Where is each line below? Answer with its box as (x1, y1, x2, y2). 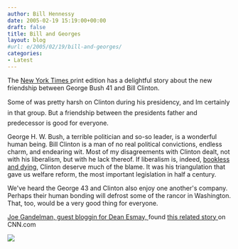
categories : (7, 50, 43, 57)
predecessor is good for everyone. (7, 118, 109, 127)
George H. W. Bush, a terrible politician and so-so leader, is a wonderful (7, 132, 217, 140)
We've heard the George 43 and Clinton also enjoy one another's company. (7, 184, 228, 192)
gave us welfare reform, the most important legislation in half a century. (7, 170, 217, 178)
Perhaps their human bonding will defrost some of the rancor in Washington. (7, 191, 232, 199)
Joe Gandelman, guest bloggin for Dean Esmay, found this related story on (7, 212, 226, 221)
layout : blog (7, 37, 46, 44)
